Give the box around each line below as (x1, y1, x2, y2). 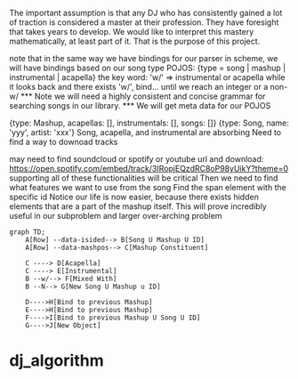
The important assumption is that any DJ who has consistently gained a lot (9, 8, 283, 18)
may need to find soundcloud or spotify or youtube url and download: (9, 154, 264, 164)
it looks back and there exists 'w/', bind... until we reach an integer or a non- (9, 82, 288, 92)
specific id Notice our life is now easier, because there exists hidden (9, 191, 260, 202)
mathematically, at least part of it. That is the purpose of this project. (9, 36, 261, 46)
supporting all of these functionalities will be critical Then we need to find (9, 173, 278, 183)
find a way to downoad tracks (9, 137, 118, 147)
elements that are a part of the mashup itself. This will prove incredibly (9, 201, 267, 212)
